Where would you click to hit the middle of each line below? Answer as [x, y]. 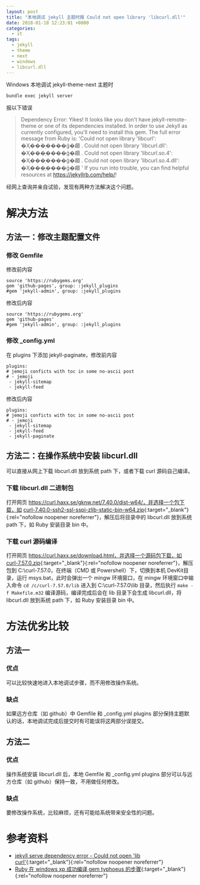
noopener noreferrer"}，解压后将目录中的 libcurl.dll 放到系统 [118, 517]
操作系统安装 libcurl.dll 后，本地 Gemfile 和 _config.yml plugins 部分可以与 [97, 774]
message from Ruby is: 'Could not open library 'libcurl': [88, 139]
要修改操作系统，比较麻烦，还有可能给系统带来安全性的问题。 [82, 812]
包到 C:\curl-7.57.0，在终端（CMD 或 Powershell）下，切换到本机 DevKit [95, 570]
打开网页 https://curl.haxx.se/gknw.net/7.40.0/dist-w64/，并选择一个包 [93, 502]
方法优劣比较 [38, 626]
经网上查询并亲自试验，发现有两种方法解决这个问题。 [71, 187]
